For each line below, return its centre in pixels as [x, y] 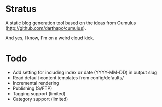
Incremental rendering [36, 83]
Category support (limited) [40, 99]
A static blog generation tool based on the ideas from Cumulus [71, 23]
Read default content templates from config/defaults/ [68, 77]
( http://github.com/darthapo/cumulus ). [46, 28]
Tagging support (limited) [39, 93]
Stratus [21, 9]
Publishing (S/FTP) [32, 88]
